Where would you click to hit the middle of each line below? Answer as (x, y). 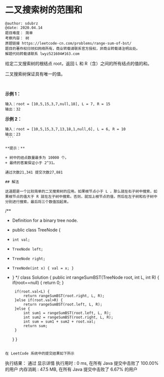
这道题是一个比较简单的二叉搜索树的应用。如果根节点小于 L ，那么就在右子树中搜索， (80, 191)
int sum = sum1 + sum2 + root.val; (59, 322)
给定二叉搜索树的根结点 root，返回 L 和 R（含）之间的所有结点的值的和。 (79, 63)
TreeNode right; (29, 259)
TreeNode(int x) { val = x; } (43, 268)
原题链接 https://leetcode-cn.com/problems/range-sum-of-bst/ (68, 43)
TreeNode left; (28, 249)
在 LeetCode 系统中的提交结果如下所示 (40, 353)
